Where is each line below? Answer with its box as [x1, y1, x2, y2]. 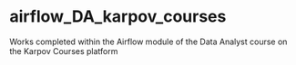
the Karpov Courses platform [9, 45, 118, 56]
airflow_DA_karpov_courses [9, 6, 227, 27]
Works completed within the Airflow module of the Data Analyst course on [9, 36, 288, 47]
